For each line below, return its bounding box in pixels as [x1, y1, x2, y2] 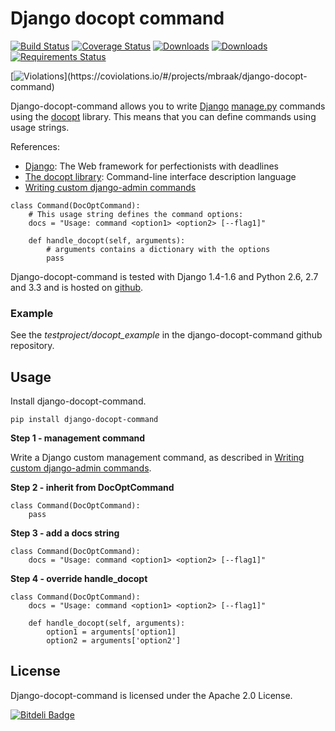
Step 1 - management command [10, 432, 146, 444]
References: [10, 140, 60, 152]
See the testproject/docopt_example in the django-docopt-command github [10, 329, 323, 341]
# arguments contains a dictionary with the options [46, 244, 271, 254]
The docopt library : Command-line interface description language [24, 170, 297, 182]
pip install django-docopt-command [10, 415, 159, 425]
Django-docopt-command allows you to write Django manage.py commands [10, 100, 326, 112]
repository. [10, 340, 55, 352]
